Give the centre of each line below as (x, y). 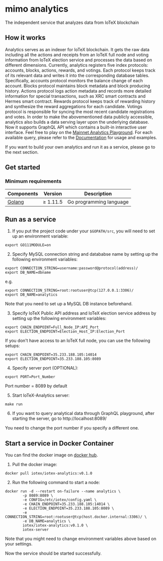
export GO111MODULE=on (28, 245)
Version (53, 194)
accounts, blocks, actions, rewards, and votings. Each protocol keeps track (80, 70)
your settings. (19, 544)
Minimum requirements (33, 181)
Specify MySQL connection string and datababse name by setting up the (85, 254)
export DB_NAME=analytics (31, 295)
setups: (13, 346)
